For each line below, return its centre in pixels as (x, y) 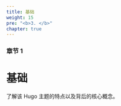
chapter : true (24, 29)
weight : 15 (20, 18)
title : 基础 (20, 12)
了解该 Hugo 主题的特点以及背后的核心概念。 (62, 96)
